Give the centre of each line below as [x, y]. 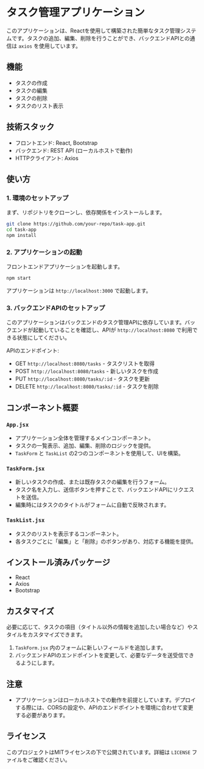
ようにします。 [39, 663]
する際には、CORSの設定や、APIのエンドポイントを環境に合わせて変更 [104, 708]
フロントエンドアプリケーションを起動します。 [65, 267]
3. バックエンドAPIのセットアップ [56, 308]
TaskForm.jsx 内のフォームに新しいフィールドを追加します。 [90, 647]
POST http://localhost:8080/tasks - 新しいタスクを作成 [86, 371]
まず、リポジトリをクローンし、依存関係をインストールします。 [86, 213]
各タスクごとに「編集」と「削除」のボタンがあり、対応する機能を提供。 [106, 541]
